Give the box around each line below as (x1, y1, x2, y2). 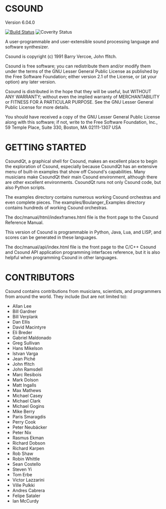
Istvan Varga (12, 350, 38, 356)
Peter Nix (12, 429, 32, 435)
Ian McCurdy (12, 498, 39, 504)
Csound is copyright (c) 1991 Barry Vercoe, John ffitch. (5, 53, 117, 59)
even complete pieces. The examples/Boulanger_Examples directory (5, 199, 145, 205)
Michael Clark (12, 397, 41, 404)
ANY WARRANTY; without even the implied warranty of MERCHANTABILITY (5, 94, 160, 100)
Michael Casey (12, 393, 43, 398)
